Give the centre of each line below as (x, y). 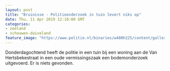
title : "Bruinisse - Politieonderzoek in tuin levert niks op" (73, 15)
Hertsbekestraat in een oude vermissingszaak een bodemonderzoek (77, 57)
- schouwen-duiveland (28, 33)
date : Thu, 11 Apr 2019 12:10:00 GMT (45, 19)
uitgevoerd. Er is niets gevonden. (40, 63)
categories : (18, 24)
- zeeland (16, 29)
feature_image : (21, 38)
